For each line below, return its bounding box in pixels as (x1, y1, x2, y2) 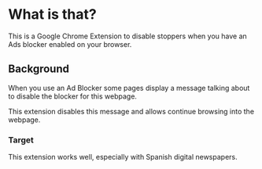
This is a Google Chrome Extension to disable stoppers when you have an (8, 31, 248, 41)
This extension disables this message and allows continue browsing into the (8, 106, 254, 116)
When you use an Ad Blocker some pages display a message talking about (8, 83, 250, 92)
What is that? (8, 5, 97, 23)
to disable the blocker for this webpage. (8, 92, 138, 101)
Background (8, 63, 69, 76)
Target (8, 135, 34, 146)
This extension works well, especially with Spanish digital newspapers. (8, 153, 238, 162)
